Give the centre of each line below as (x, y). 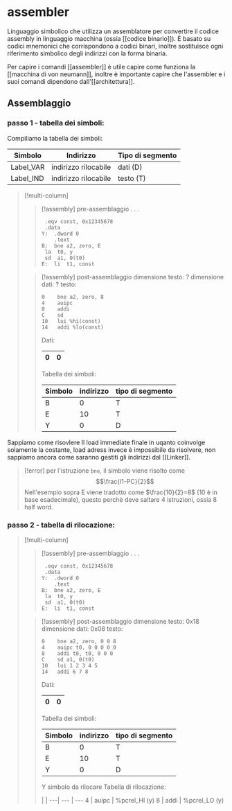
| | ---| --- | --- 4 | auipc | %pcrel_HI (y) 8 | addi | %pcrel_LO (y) (133, 800)
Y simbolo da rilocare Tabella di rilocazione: (104, 787)
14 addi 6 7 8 (65, 672)
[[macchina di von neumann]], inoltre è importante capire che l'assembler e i (116, 74)
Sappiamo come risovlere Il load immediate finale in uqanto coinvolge (106, 442)
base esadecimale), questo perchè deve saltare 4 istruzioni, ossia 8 (121, 499)
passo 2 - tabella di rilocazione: (61, 525)
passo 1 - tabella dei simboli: (56, 123)
